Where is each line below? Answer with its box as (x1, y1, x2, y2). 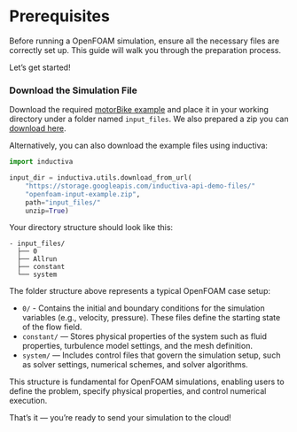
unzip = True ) (25, 206, 69, 215)
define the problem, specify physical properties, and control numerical (9, 386, 267, 397)
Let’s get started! (9, 62, 71, 73)
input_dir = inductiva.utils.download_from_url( (9, 174, 192, 182)
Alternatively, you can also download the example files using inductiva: (9, 140, 269, 151)
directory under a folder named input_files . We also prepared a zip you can (9, 113, 289, 125)
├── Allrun (17, 255, 58, 264)
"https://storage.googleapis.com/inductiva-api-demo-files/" (25, 181, 255, 190)
